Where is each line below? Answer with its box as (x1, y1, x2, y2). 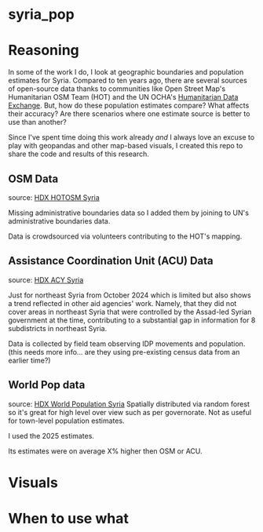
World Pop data (8, 378, 86, 392)
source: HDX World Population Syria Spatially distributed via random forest (8, 399, 250, 409)
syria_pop (8, 5, 75, 24)
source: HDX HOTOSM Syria (8, 192, 100, 202)
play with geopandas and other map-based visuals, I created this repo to (8, 141, 243, 151)
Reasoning (8, 42, 80, 60)
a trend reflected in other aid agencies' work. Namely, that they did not (8, 298, 237, 308)
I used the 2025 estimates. (8, 431, 94, 440)
